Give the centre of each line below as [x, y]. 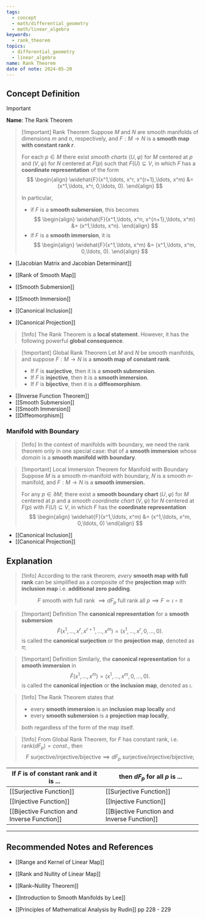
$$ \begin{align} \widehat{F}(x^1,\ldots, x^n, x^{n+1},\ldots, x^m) [115, 219]
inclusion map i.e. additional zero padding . [76, 589]
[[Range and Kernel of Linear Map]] [60, 862]
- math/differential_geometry [50, 23]
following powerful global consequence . [73, 341]
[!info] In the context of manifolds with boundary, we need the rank [105, 445]
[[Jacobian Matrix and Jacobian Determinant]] [73, 263]
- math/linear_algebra [41, 29]
